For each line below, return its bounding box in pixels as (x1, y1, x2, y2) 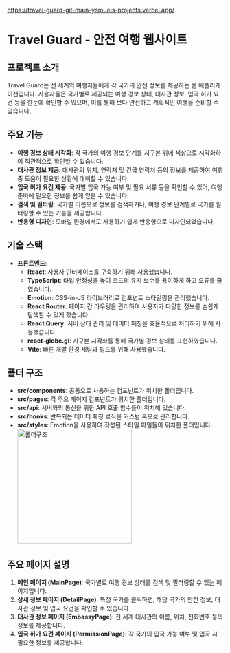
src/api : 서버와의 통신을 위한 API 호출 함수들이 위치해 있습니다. (16, 404, 187, 412)
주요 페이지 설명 (7, 559, 70, 570)
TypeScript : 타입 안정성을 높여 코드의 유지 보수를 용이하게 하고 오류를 (27, 276, 216, 284)
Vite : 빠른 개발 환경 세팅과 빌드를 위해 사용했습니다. (27, 345, 166, 353)
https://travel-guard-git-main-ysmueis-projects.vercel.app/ (7, 6, 175, 14)
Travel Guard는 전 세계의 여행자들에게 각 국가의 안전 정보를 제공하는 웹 (7, 81, 197, 89)
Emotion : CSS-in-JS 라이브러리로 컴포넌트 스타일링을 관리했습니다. (27, 293, 209, 301)
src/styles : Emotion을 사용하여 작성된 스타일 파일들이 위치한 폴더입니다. (16, 421, 213, 429)
